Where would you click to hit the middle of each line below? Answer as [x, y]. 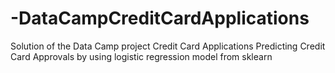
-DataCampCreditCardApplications [160, 18]
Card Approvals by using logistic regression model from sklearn [141, 56]
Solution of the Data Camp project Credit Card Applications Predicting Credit [168, 46]
